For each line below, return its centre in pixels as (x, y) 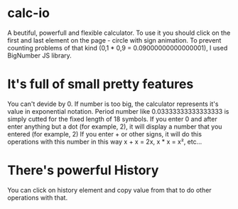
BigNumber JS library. (40, 55)
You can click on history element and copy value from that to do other (109, 190)
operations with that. (38, 198)
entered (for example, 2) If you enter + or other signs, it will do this (105, 134)
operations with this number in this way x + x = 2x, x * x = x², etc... (105, 141)
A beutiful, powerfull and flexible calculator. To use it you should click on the (119, 33)
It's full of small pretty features (101, 84)
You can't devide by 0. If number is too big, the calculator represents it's (113, 104)
